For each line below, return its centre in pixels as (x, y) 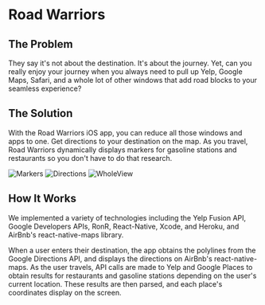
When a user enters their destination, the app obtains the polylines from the (132, 250)
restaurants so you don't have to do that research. (90, 158)
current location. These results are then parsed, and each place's (115, 283)
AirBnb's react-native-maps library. (66, 235)
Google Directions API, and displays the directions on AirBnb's (110, 258)
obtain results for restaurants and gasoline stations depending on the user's (132, 276)
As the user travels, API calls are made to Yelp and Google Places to (142, 267)
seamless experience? (45, 88)
